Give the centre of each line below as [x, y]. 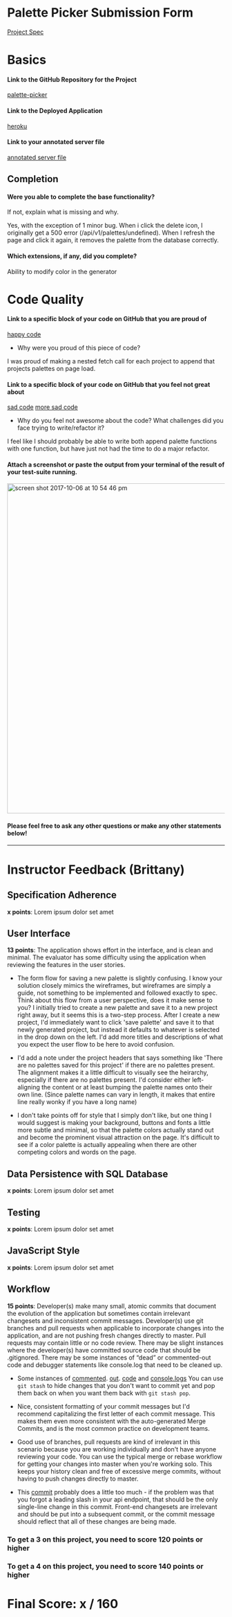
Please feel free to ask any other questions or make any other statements [114, 826]
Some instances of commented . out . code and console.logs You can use [120, 1378]
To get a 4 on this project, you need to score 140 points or [105, 1566]
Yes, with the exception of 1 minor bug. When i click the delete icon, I [105, 226]
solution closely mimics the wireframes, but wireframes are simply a [114, 986]
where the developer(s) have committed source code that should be [104, 1350]
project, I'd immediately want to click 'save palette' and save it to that [115, 1022]
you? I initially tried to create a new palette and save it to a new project [117, 1008]
